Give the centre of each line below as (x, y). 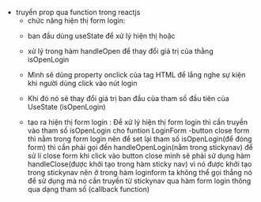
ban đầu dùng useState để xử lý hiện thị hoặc (101, 36)
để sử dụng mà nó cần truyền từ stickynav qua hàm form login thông (139, 181)
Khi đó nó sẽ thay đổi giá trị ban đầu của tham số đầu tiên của (128, 98)
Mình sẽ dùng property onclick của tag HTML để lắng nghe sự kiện (136, 75)
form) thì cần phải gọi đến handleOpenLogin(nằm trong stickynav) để (140, 147)
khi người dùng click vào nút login (82, 83)
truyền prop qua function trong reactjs (78, 12)
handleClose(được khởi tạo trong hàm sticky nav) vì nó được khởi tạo (140, 164)
